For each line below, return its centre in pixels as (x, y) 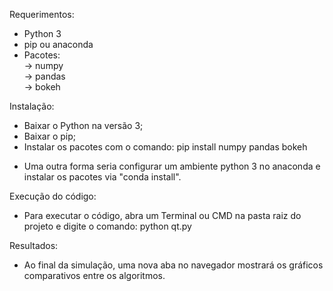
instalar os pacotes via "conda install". (102, 177)
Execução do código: (53, 196)
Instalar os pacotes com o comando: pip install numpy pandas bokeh (165, 147)
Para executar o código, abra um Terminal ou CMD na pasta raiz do (162, 215)
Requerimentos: (42, 14)
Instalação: (32, 106)
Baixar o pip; (50, 136)
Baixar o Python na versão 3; (83, 125)
